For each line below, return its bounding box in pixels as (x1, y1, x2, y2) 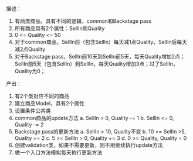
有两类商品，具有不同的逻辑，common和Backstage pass (14, 18, 152, 25)
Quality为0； (14, 68, 46, 74)
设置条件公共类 (14, 107, 51, 114)
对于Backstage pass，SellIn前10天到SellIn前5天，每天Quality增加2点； (14, 53, 186, 60)
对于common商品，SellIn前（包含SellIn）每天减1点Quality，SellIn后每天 (14, 39, 188, 45)
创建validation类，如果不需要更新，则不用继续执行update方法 (14, 142, 163, 148)
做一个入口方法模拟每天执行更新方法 (14, 149, 103, 156)
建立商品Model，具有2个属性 (14, 100, 85, 107)
